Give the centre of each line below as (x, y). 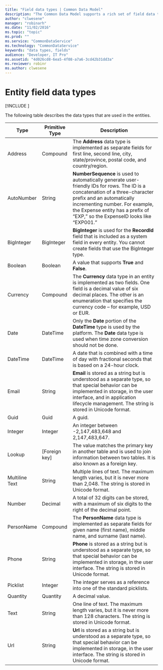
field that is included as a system (110, 236)
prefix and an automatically (104, 198)
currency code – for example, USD (112, 307)
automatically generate (99, 179)
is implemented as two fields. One (111, 282)
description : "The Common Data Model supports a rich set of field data (80, 14)
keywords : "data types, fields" (38, 50)
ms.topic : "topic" (24, 32)
